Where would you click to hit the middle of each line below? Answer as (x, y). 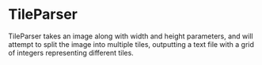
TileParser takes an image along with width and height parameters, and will (131, 36)
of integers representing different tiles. (71, 52)
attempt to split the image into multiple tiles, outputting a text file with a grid (131, 44)
